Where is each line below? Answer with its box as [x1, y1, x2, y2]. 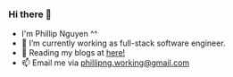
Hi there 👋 [8, 8, 53, 21]
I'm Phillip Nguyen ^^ [21, 29, 98, 39]
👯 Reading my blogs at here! [21, 47, 126, 58]
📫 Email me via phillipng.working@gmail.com [21, 57, 190, 68]
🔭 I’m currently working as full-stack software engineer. [21, 38, 226, 48]
